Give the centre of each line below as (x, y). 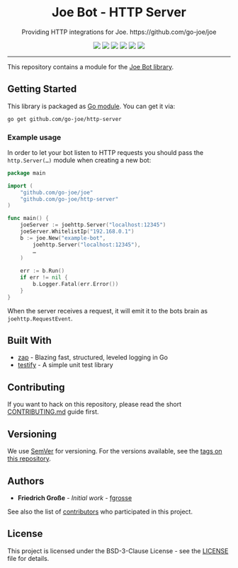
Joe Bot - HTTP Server (119, 12)
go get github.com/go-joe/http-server (64, 119)
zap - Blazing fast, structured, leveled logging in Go (93, 357)
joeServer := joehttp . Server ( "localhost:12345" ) (93, 225)
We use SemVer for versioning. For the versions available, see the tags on (115, 451)
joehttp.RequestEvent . (40, 318)
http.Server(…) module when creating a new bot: (79, 160)
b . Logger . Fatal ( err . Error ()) (76, 284)
